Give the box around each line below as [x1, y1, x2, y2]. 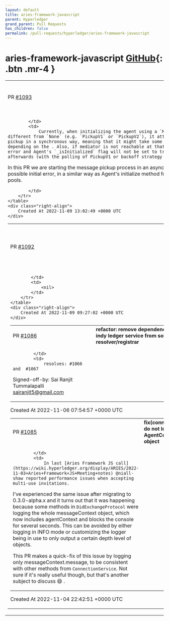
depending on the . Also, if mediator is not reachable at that [8, 143, 165, 149]
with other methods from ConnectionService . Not [13, 565, 128, 572]
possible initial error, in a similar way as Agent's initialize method [8, 170, 160, 177]
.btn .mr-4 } [5, 64, 55, 75]
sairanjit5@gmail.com [13, 388, 64, 395]
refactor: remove [96, 326, 137, 333]
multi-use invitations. [13, 480, 70, 486]
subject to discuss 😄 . [13, 578, 65, 585]
